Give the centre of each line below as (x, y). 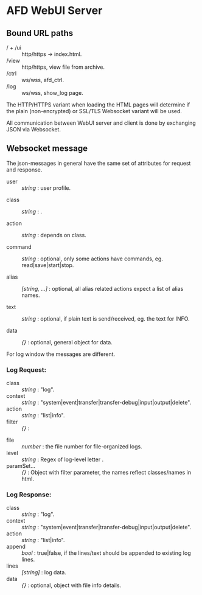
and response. (24, 169)
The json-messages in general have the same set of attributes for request (99, 163)
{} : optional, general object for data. (67, 342)
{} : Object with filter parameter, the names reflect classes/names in (106, 473)
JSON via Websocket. (33, 129)
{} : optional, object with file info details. (71, 585)
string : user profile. (46, 188)
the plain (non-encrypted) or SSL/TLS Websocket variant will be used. (94, 111)
